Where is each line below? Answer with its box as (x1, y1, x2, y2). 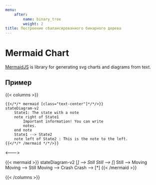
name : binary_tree (23, 16, 61, 21)
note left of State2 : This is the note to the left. (14, 136, 128, 141)
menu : (5, 7, 16, 12)
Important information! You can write (23, 118, 104, 124)
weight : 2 (23, 21, 43, 26)
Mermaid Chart (5, 47, 69, 59)
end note (14, 127, 32, 132)
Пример (5, 78, 32, 87)
